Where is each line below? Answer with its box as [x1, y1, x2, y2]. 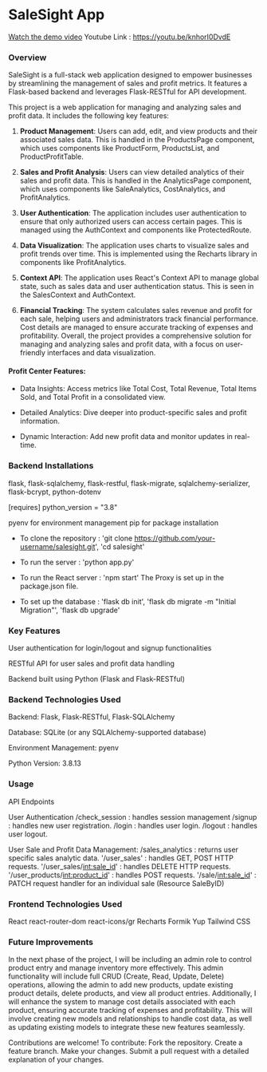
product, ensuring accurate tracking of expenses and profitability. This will [8, 1006, 253, 1015]
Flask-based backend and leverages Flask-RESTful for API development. [8, 87, 247, 97]
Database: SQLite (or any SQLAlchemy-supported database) [8, 728, 207, 738]
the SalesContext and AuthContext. [19, 290, 136, 300]
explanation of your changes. [8, 1055, 104, 1065]
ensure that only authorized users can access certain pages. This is [19, 217, 243, 227]
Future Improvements [8, 936, 94, 947]
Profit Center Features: [8, 366, 86, 376]
